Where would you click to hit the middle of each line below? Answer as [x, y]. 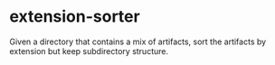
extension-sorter [75, 17]
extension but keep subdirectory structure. [89, 51]
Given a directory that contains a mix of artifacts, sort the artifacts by [138, 42]
